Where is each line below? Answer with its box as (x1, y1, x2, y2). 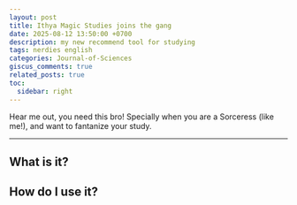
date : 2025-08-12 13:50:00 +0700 (9, 29, 133, 38)
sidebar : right (17, 87, 73, 95)
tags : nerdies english (9, 46, 93, 55)
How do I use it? (9, 185, 99, 200)
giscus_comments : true (9, 63, 93, 72)
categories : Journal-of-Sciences (9, 54, 133, 63)
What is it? (9, 154, 69, 169)
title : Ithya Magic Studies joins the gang (9, 21, 172, 30)
